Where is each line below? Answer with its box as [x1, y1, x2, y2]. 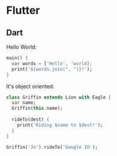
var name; [11, 100, 36, 106]
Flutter [6, 4, 40, 17]
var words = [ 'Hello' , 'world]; [11, 61, 93, 67]
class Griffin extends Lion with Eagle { [6, 94, 112, 100]
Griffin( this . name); [11, 106, 63, 112]
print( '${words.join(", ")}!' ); [11, 66, 93, 72]
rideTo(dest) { [11, 116, 50, 122]
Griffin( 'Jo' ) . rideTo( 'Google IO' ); [6, 144, 98, 150]
